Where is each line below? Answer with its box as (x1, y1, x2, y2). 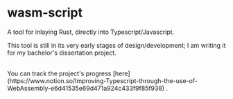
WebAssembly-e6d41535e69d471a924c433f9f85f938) (7, 84, 165, 92)
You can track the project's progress (7, 69, 112, 78)
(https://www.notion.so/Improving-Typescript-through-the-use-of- (7, 76, 198, 84)
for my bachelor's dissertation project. (7, 48, 116, 57)
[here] (112, 69, 130, 78)
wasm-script (7, 5, 83, 21)
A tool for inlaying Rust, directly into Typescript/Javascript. (7, 28, 175, 36)
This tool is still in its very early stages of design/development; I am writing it (7, 41, 226, 49)
